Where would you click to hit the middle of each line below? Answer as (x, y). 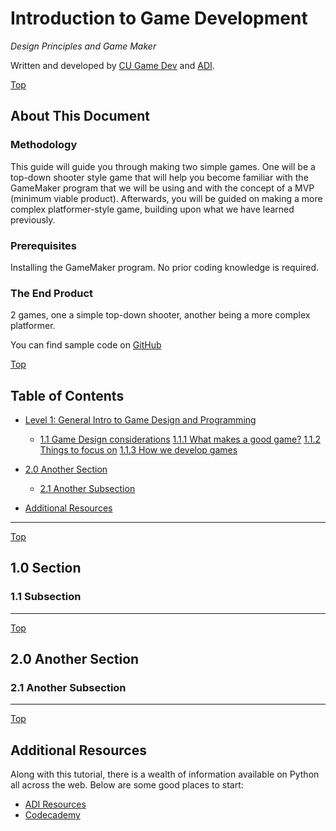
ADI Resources (55, 804)
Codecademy (52, 815)
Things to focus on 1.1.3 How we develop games (138, 450)
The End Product (52, 293)
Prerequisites (43, 245)
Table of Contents (67, 395)
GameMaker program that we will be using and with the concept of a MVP (162, 188)
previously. (33, 219)
